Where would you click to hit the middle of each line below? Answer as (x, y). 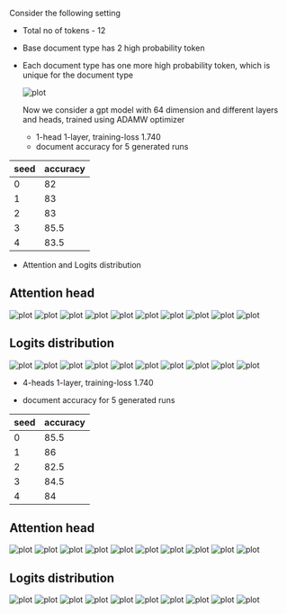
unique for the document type (77, 75)
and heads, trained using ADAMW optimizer (103, 119)
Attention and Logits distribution (82, 265)
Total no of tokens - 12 (64, 30)
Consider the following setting (65, 13)
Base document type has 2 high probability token (113, 48)
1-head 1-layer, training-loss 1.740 (99, 137)
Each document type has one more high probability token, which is (146, 65)
